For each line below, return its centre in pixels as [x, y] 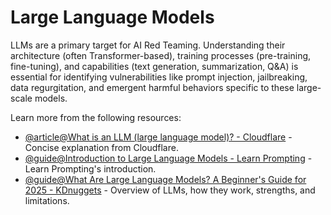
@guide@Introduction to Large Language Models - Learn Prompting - [168, 158]
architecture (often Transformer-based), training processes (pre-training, [161, 55]
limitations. [47, 200]
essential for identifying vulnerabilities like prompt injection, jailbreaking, [159, 77]
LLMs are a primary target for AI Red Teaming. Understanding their [148, 45]
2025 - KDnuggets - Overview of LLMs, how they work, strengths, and [170, 190]
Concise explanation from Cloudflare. [101, 147]
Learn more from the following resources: [96, 117]
